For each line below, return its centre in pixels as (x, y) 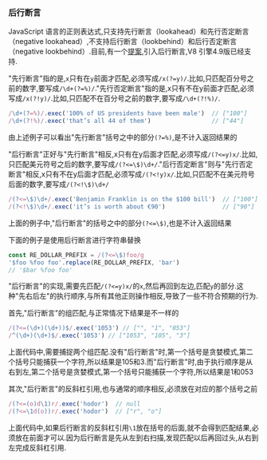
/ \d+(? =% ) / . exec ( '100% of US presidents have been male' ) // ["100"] (128, 113)
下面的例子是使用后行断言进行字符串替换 (75, 240)
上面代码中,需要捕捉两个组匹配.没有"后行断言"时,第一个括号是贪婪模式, (124, 352)
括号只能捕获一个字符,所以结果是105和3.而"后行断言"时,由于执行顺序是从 (134, 362)
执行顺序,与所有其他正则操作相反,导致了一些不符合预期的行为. (158, 296)
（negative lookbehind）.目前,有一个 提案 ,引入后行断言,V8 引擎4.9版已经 (126, 52)
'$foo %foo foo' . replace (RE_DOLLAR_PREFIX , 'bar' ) (94, 262)
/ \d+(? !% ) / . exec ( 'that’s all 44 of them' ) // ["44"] (126, 121)
